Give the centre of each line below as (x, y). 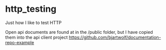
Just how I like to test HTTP (33, 23)
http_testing (31, 9)
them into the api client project (37, 37)
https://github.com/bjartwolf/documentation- (115, 37)
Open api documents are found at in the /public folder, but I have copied (79, 32)
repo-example (20, 42)
